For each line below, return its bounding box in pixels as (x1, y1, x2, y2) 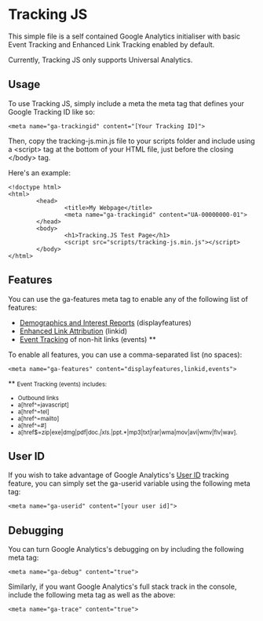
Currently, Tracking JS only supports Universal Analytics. (8, 55, 193, 64)
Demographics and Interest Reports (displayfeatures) (19, 318, 192, 327)
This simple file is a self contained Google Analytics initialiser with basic (8, 31, 241, 41)
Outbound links (17, 394, 59, 402)
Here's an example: (8, 167, 71, 178)
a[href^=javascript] (17, 401, 69, 409)
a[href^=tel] (17, 407, 49, 416)
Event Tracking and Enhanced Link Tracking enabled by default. (8, 39, 215, 49)
